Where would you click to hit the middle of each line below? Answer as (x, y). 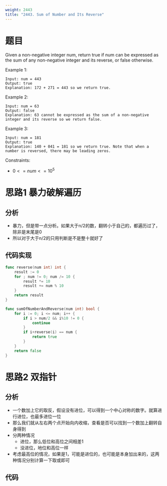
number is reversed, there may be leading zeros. (58, 151)
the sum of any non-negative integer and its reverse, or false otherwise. (79, 60)
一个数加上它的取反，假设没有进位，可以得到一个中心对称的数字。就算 (85, 410)
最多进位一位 (48, 416)
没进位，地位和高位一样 (44, 447)
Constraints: (18, 160)
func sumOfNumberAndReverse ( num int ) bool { (52, 309)
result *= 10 (37, 281)
